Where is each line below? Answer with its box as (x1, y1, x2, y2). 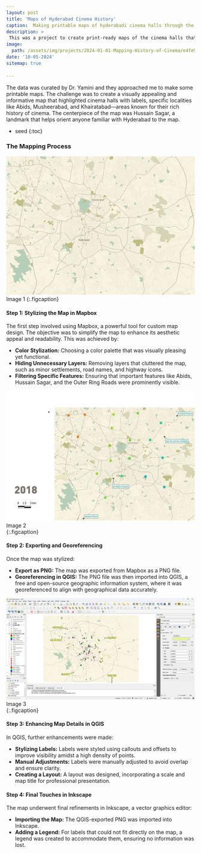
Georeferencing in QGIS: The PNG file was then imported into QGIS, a (14, 573, 188, 580)
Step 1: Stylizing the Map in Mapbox (6, 309, 97, 316)
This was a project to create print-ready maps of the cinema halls (8, 35, 184, 41)
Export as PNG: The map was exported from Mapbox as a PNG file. (14, 567, 181, 574)
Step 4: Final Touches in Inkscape (6, 791, 92, 798)
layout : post (6, 10, 39, 16)
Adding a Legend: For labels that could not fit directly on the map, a (14, 828, 182, 836)
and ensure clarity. (14, 764, 61, 771)
